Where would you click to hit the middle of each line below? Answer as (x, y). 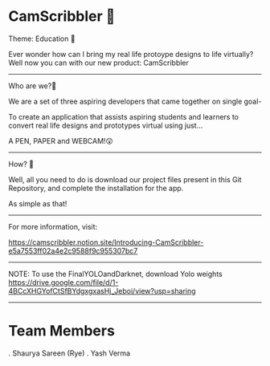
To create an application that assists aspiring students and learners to (124, 116)
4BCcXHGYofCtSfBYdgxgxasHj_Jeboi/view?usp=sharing (102, 291)
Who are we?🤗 (33, 85)
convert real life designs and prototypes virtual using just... (106, 125)
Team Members (61, 331)
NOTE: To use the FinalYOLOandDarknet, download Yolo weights (115, 274)
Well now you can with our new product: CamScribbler (98, 63)
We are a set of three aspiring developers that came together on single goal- (135, 101)
